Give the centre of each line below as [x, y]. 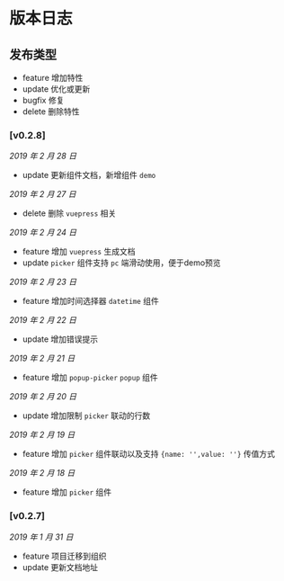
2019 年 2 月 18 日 [42, 473]
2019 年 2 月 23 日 [43, 282]
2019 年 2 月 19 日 [42, 435]
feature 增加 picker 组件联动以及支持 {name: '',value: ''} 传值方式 [149, 454]
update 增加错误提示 [60, 339]
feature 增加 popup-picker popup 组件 [90, 378]
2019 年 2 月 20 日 [43, 397]
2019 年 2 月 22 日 [43, 320]
